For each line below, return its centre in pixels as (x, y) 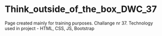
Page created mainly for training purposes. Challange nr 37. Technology (79, 23)
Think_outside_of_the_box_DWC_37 (81, 9)
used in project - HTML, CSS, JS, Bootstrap (50, 28)
